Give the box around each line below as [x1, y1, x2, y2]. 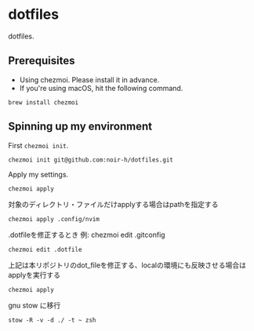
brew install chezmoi [8, 98, 79, 107]
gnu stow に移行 [8, 300, 61, 310]
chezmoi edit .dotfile [8, 246, 82, 253]
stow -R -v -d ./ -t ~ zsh [8, 316, 96, 324]
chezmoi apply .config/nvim [8, 215, 100, 223]
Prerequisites [8, 54, 75, 67]
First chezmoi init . [8, 140, 69, 150]
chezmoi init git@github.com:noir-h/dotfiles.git [8, 155, 174, 164]
